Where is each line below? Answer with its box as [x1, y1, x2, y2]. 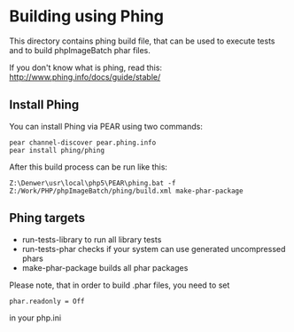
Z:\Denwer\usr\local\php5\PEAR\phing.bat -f [9, 178, 176, 187]
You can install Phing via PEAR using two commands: [9, 121, 204, 131]
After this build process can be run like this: [9, 162, 168, 172]
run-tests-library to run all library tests [21, 233, 162, 245]
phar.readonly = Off [9, 296, 86, 305]
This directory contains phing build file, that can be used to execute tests [9, 36, 275, 46]
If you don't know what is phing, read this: [9, 62, 162, 73]
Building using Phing [9, 6, 164, 27]
